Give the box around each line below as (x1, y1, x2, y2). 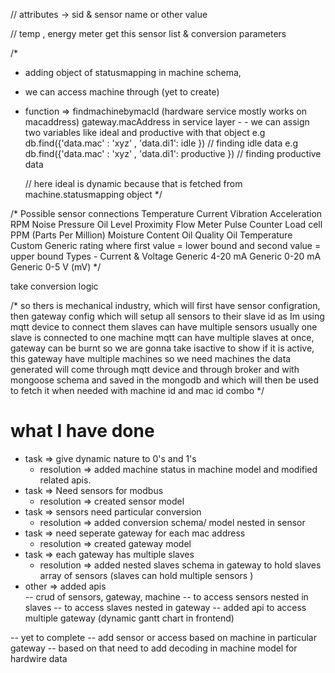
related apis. (39, 474, 92, 486)
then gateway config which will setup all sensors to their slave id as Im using (10, 310, 325, 322)
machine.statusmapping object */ (24, 189, 163, 200)
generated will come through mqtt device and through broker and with (10, 364, 300, 375)
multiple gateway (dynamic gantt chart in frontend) (24, 612, 235, 624)
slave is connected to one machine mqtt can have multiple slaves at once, (10, 332, 315, 343)
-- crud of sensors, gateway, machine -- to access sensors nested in (24, 590, 309, 603)
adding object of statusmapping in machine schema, (24, 67, 242, 78)
